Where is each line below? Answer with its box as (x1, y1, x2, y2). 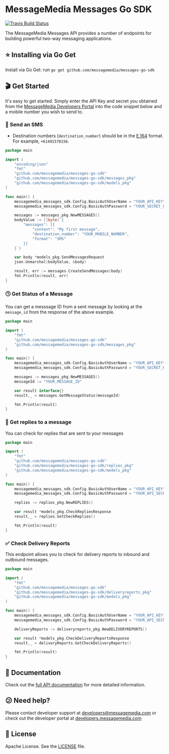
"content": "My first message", (32, 227, 100, 232)
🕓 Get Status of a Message (5, 290, 73, 297)
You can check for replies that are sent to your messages (5, 430, 124, 436)
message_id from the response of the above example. (5, 309, 115, 315)
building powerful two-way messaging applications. (5, 35, 113, 41)
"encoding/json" (14, 162, 49, 167)
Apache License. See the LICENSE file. (5, 743, 86, 749)
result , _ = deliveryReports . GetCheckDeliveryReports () (14, 640, 132, 645)
